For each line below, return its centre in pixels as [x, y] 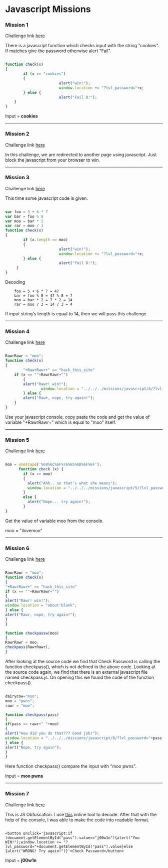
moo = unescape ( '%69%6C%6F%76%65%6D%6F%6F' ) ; [53, 465]
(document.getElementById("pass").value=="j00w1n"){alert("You [72, 838]
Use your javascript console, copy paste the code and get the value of [77, 417]
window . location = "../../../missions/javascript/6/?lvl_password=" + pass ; [85, 738]
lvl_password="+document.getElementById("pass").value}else [69, 846]
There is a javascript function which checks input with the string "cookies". [82, 46]
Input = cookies [22, 116]
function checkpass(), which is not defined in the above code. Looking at [80, 667]
